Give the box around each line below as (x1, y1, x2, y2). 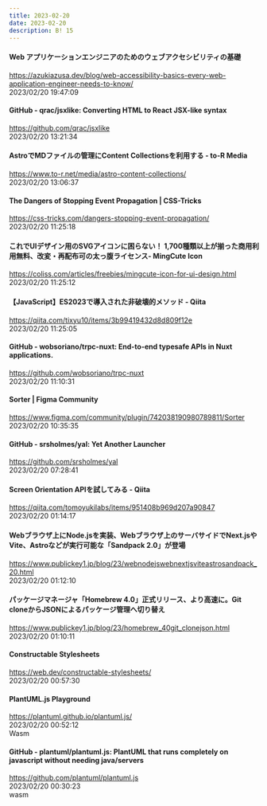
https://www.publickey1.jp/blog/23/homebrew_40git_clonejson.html (9, 623, 230, 632)
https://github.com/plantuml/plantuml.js (9, 773, 139, 783)
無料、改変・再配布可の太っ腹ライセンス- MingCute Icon (15, 251, 203, 260)
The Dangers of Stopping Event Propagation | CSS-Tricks (9, 196, 202, 205)
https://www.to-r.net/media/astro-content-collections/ (9, 169, 187, 178)
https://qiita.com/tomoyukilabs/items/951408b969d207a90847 (9, 503, 215, 512)
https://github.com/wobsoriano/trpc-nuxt (9, 368, 145, 378)
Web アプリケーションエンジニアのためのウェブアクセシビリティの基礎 (9, 52, 242, 61)
